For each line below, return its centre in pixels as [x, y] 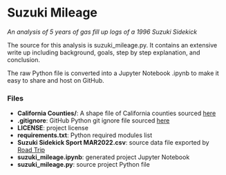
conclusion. [23, 59]
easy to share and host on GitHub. [56, 80]
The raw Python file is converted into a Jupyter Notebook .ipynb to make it [113, 73]
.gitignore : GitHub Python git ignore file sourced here [93, 121]
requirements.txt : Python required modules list [85, 135]
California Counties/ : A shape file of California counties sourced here [116, 113]
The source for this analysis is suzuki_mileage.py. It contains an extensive [112, 45]
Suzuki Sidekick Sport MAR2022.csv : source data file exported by [113, 143]
